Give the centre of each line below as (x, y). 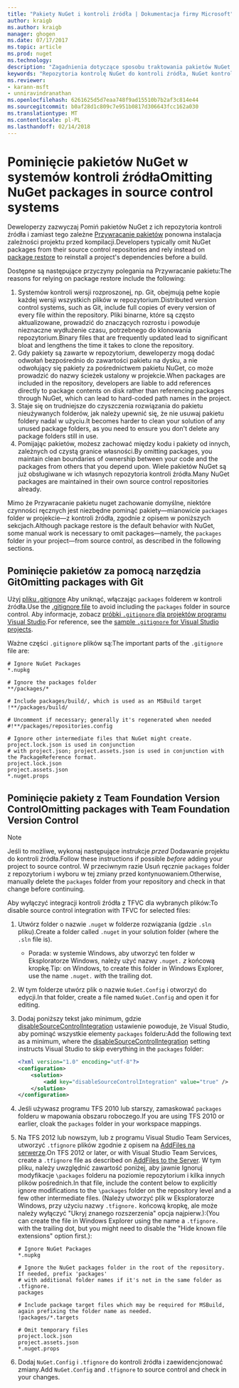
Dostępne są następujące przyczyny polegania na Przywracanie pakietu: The (119, 271)
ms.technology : (30, 61)
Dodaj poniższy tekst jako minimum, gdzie (80, 1019)
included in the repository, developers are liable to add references (114, 383)
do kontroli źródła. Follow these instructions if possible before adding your (115, 859)
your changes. (39, 1377)
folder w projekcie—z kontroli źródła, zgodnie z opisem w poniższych (109, 518)
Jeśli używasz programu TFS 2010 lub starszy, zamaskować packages (119, 1109)
